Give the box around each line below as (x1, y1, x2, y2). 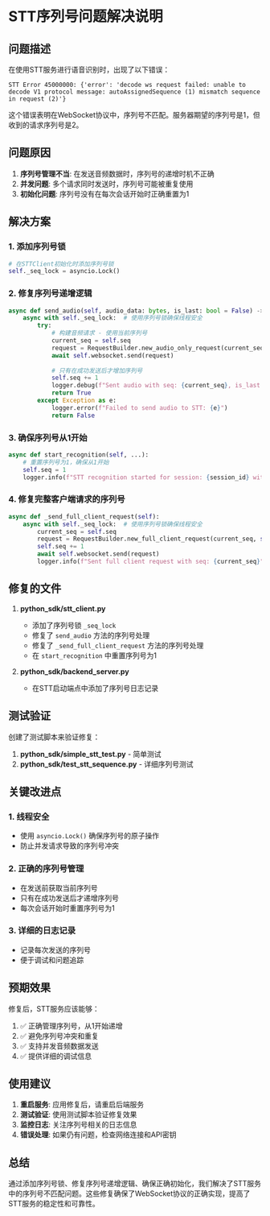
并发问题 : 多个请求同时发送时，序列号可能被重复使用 (19, 179, 194, 188)
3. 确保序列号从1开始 (8, 432, 88, 443)
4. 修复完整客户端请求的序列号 (8, 494, 126, 505)
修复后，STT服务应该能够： (8, 1003, 100, 1013)
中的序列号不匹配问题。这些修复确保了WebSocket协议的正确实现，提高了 (8, 1189, 251, 1198)
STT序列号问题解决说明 (8, 7, 163, 26)
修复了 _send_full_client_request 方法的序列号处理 (31, 640, 204, 650)
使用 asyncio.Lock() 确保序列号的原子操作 (19, 831, 159, 841)
